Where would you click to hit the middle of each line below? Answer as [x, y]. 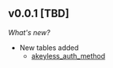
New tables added [49, 48]
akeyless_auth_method [68, 55]
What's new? [29, 32]
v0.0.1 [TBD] [39, 14]
